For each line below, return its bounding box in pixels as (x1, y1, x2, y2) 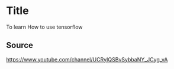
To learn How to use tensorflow (6, 23, 83, 30)
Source (6, 40, 34, 50)
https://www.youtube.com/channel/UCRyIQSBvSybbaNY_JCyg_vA (6, 56, 168, 63)
